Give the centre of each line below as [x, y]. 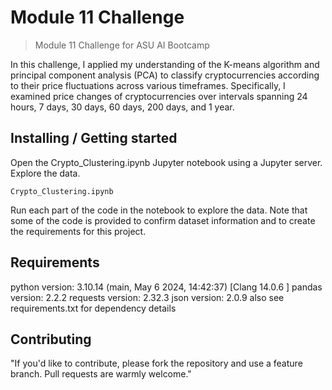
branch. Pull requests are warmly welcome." [101, 374]
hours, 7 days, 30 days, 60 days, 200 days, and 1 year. [122, 107]
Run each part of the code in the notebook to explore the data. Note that [159, 210]
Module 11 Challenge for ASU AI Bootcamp [122, 45]
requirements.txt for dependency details [93, 308]
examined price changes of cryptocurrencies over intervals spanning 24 [159, 96]
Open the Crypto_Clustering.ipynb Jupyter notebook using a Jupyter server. [166, 162]
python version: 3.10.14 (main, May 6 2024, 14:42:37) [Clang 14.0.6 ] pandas [166, 287]
